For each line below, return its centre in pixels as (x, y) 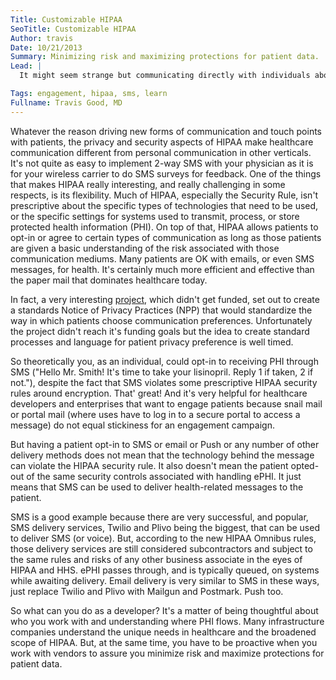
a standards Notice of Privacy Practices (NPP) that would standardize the (161, 310)
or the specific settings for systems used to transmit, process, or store (155, 216)
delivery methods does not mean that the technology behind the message (162, 455)
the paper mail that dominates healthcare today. (109, 280)
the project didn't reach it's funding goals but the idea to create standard (160, 331)
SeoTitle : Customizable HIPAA (73, 29)
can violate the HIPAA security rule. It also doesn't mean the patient (149, 465)
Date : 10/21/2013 (46, 47)
